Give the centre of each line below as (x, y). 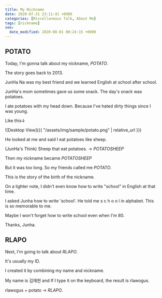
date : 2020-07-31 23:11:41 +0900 (39, 14)
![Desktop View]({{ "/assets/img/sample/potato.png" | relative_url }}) (73, 130)
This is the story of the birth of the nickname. (50, 177)
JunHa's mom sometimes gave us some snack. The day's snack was (74, 91)
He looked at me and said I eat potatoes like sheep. (56, 139)
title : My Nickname (25, 9)
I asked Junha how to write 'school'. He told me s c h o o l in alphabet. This (80, 201)
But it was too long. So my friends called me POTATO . (59, 167)
